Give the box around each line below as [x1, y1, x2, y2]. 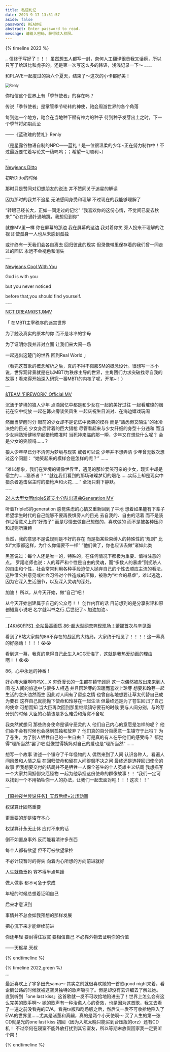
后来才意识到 [5, 901, 32, 907]
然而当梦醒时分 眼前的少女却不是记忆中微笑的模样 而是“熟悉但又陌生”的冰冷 [5, 419, 163, 425]
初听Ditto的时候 [5, 175, 38, 181]
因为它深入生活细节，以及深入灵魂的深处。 [5, 579, 94, 584]
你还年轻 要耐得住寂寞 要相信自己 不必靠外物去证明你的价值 [5, 934, 129, 940]
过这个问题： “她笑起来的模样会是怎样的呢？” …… [5, 455, 109, 461]
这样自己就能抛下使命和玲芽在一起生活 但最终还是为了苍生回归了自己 [19, 698, 163, 704]
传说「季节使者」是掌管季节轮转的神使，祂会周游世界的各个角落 [5, 103, 139, 110]
